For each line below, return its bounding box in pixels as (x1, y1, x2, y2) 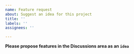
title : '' (5, 16, 26, 21)
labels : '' (5, 21, 28, 26)
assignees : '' (5, 26, 35, 30)
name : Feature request (5, 7, 52, 12)
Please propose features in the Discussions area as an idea (5, 43, 129, 49)
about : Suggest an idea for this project (5, 12, 92, 17)
